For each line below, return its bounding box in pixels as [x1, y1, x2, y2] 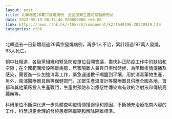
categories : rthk [5, 27, 42, 32]
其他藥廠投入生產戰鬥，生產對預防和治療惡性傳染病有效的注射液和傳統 [14, 84, 162, 90]
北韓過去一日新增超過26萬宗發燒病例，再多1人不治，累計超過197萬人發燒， [5, 42, 163, 48]
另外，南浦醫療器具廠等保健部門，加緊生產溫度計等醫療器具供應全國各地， [5, 78, 162, 84]
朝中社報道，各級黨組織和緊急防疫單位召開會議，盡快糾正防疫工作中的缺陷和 [5, 58, 167, 65]
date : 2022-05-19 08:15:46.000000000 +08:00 [5, 17, 102, 22]
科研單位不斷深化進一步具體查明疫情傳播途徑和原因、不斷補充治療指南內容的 [5, 102, 167, 108]
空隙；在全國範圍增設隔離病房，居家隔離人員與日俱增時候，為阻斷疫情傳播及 [5, 65, 167, 71]
